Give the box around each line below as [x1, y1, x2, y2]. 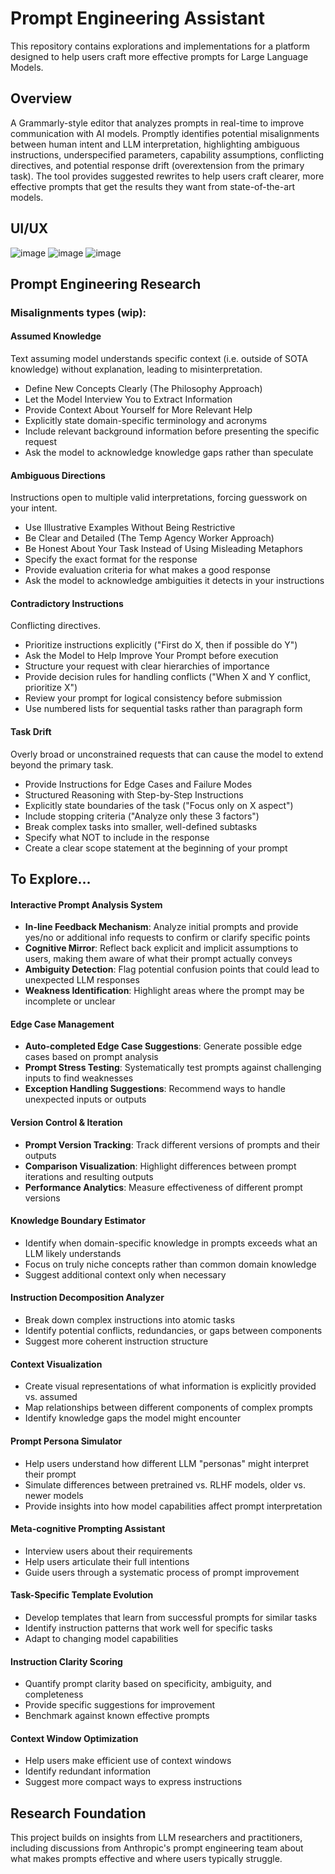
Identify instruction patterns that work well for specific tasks [24, 1622, 273, 1634]
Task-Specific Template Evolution [10, 1589, 154, 1601]
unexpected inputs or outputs [24, 1093, 147, 1106]
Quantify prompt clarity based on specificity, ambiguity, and [24, 1678, 272, 1690]
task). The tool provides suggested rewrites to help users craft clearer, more [10, 170, 325, 182]
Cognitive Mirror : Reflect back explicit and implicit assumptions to [24, 942, 299, 954]
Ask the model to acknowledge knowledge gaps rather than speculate [24, 447, 314, 459]
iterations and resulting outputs [24, 1170, 154, 1182]
